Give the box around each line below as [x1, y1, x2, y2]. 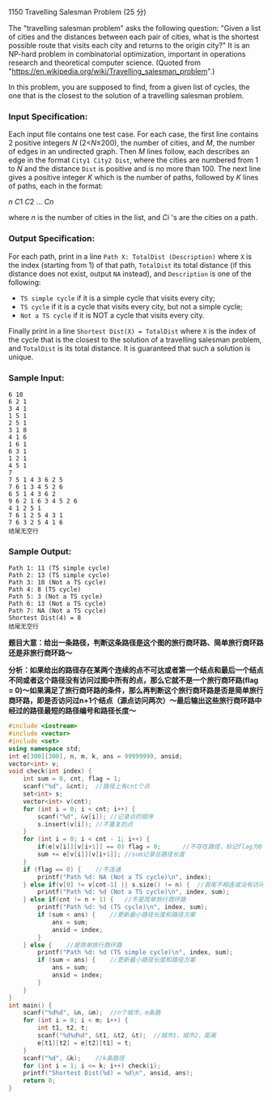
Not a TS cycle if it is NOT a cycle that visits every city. [19, 310, 205, 320]
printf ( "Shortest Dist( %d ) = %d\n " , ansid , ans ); [23, 1069, 194, 1077]
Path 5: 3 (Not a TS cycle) [8, 593, 104, 601]
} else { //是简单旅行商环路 [23, 941, 123, 949]
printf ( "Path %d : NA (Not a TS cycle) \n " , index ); [37, 873, 212, 881]
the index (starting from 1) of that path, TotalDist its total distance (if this [8, 260, 252, 270]
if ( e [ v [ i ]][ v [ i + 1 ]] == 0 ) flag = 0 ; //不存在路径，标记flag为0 [37, 843, 263, 851]
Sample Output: [8, 546, 72, 557]
